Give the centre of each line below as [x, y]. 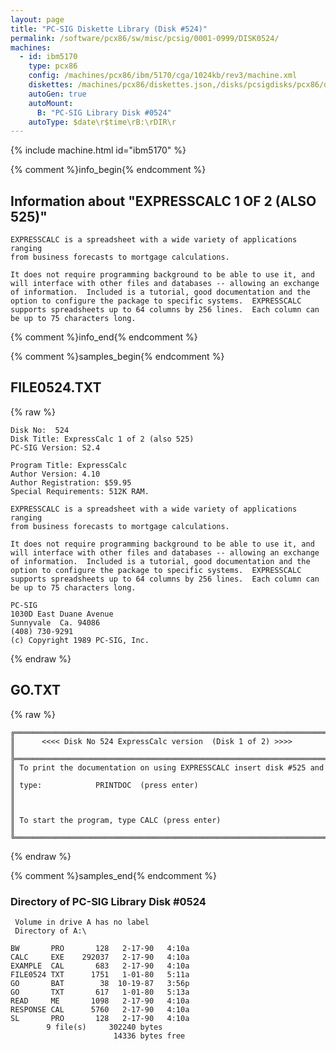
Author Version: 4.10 [55, 474]
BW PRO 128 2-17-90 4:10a [100, 948]
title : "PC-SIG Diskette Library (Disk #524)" [109, 29]
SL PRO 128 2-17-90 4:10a [100, 1018]
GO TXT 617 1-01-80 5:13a [100, 992]
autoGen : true [57, 94]
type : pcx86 [53, 66]
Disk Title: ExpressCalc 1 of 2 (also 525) [102, 439]
